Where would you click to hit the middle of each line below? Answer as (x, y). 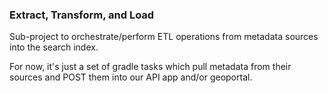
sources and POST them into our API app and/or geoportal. (131, 77)
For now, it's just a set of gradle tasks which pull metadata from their (150, 67)
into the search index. (54, 47)
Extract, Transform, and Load (82, 15)
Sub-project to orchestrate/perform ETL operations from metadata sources (164, 37)
